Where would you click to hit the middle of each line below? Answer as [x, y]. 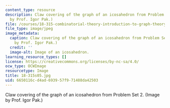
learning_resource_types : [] [36, 57]
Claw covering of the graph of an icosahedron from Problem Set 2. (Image [83, 94]
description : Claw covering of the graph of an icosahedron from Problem [85, 15]
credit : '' [21, 47]
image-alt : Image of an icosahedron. [50, 52]
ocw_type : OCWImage [26, 66]
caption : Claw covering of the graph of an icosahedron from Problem [84, 38]
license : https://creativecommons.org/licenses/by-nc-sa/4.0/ [72, 62]
